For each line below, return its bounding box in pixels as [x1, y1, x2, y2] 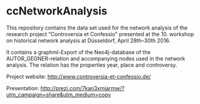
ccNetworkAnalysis [6, 4, 108, 18]
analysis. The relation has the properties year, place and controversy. [6, 61, 177, 69]
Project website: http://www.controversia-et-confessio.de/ [6, 73, 151, 80]
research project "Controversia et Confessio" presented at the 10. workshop [6, 30, 194, 37]
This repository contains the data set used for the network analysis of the [6, 24, 188, 31]
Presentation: [6, 84, 40, 91]
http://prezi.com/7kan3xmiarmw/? [40, 84, 125, 91]
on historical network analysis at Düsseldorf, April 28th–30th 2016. [6, 37, 171, 44]
